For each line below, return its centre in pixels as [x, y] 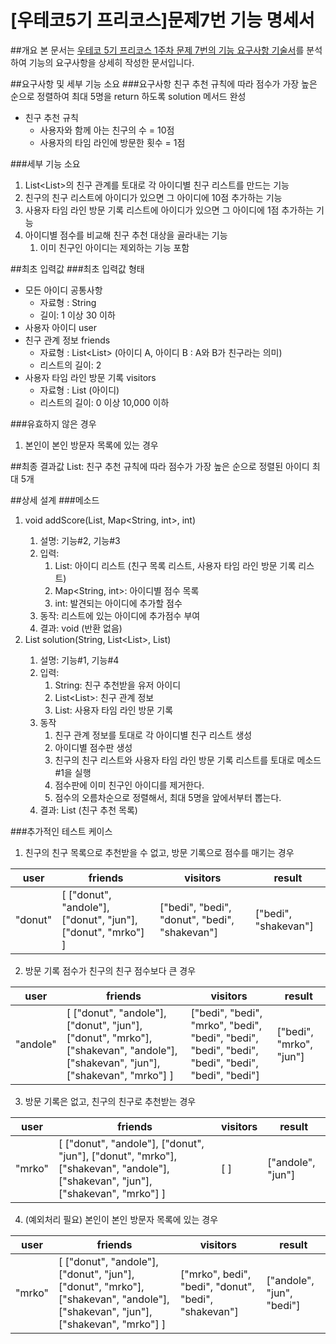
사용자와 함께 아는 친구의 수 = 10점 [107, 130]
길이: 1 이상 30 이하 [77, 315]
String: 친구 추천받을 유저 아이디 [118, 685]
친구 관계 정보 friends [67, 340]
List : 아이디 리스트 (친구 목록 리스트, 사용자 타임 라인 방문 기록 [175, 565]
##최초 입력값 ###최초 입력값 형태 [77, 268]
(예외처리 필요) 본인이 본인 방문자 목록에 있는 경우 [121, 1219]
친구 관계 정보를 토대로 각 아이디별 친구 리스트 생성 [153, 735]
